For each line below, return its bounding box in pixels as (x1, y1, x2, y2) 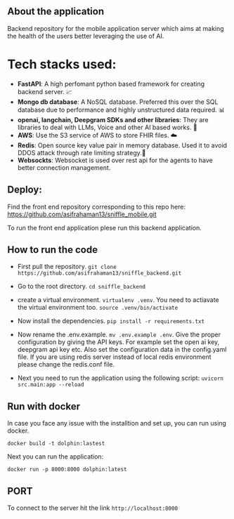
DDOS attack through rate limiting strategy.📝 (17, 148, 146, 157)
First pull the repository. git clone (17, 263, 117, 271)
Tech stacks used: (7, 56, 117, 72)
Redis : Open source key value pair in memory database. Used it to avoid (17, 140, 227, 150)
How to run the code (7, 244, 98, 256)
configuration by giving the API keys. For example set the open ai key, (17, 338, 220, 346)
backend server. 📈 (17, 87, 72, 96)
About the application (7, 6, 104, 18)
